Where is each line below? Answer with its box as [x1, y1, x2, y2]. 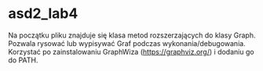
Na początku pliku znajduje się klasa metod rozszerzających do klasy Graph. [8, 30, 256, 40]
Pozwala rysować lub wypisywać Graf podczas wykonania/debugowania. [8, 38, 246, 48]
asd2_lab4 [8, 5, 79, 23]
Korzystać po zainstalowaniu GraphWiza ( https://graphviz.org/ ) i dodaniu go [8, 47, 254, 56]
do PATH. [8, 55, 38, 65]
